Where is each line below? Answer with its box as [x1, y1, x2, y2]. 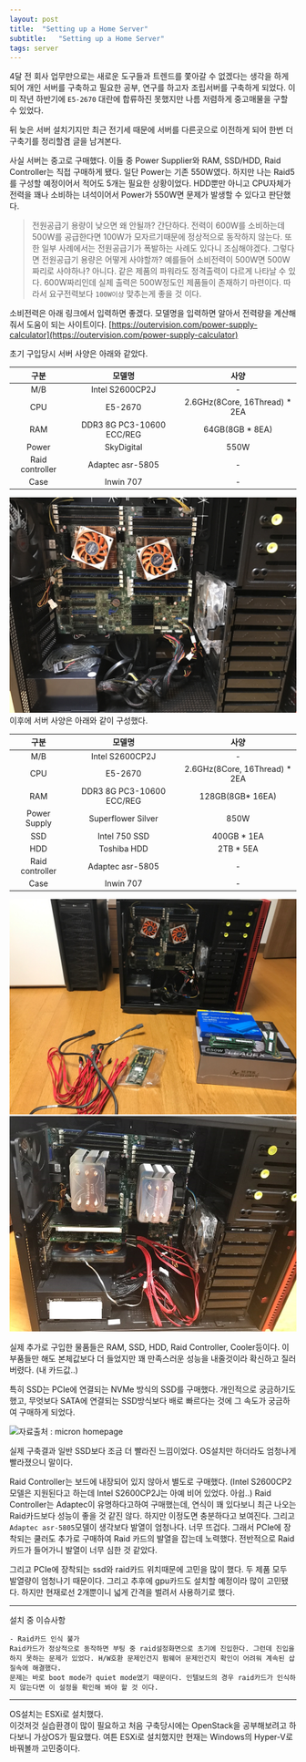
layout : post [9, 15, 59, 24]
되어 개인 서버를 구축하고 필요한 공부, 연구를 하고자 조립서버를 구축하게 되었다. [9, 82, 287, 93]
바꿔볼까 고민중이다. [9, 1742, 80, 1754]
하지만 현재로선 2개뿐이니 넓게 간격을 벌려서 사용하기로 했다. [21, 1586, 235, 1597]
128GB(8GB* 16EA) [199, 790, 278, 801]
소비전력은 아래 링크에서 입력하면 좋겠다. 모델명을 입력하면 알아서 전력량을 [9, 308, 272, 319]
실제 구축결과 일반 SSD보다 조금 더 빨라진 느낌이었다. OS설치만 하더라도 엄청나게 [9, 1445, 297, 1456]
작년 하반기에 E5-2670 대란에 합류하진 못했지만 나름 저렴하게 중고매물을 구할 [18, 94, 289, 105]
